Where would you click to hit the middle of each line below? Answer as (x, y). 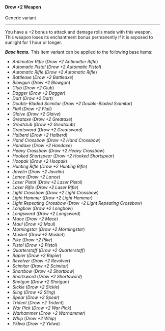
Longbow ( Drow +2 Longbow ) (42, 208)
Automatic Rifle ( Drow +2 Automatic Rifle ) (55, 72)
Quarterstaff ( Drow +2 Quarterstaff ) (49, 250)
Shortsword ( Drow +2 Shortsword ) (47, 277)
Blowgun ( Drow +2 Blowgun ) (41, 83)
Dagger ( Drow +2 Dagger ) (39, 93)
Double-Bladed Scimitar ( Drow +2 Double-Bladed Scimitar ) (72, 104)
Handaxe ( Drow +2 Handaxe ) (42, 146)
